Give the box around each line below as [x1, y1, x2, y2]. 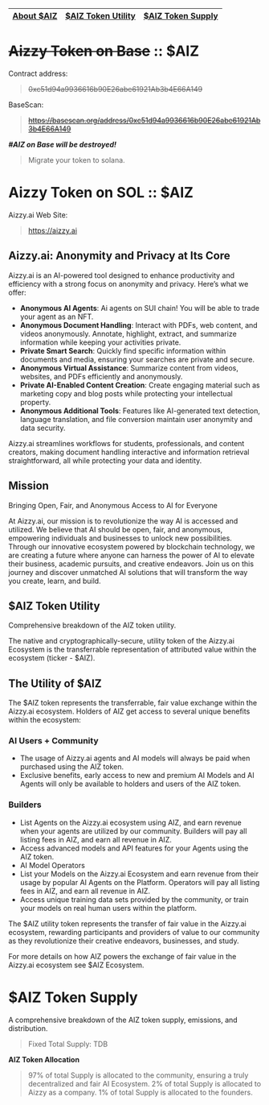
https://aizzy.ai [27, 226, 78, 235]
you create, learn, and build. [8, 576, 102, 586]
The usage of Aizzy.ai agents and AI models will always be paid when [19, 753, 251, 764]
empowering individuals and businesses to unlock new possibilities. [8, 533, 233, 543]
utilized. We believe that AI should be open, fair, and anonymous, [8, 524, 223, 534]
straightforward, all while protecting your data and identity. [8, 455, 202, 466]
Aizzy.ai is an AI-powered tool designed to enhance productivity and [8, 270, 235, 280]
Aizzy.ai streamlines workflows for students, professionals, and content [8, 438, 245, 448]
